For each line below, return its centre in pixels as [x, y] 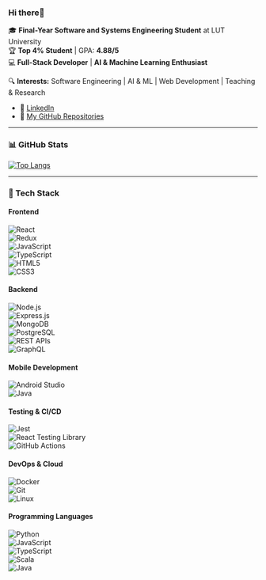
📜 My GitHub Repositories [62, 116]
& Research [27, 93]
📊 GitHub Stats [38, 145]
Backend [23, 290]
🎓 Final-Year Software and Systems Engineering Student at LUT [117, 30]
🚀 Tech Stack [34, 193]
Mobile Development [43, 367]
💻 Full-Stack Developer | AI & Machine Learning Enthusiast [108, 63]
